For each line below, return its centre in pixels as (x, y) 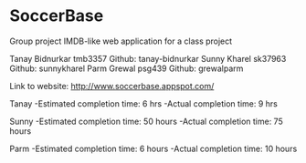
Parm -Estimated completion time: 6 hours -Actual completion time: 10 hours (153, 148)
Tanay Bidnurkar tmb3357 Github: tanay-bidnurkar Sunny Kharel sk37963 (148, 58)
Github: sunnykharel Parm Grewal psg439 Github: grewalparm (127, 68)
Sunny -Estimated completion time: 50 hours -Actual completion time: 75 (146, 121)
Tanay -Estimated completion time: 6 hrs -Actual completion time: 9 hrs (144, 103)
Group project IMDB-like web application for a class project (121, 41)
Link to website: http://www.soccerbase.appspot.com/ (112, 86)
